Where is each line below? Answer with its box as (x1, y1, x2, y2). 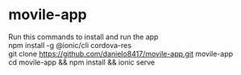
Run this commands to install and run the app (8, 32, 159, 41)
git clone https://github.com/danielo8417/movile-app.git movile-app (8, 49, 234, 58)
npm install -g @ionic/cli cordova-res (8, 40, 131, 49)
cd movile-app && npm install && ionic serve (8, 57, 156, 67)
